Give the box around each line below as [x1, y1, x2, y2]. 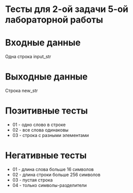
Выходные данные [5, 71, 88, 82]
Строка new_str [5, 87, 38, 93]
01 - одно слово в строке [12, 121, 66, 127]
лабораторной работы [5, 14, 104, 25]
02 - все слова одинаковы [12, 127, 69, 133]
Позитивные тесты [5, 105, 88, 116]
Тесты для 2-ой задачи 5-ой [5, 3, 129, 15]
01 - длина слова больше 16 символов [12, 166, 94, 172]
